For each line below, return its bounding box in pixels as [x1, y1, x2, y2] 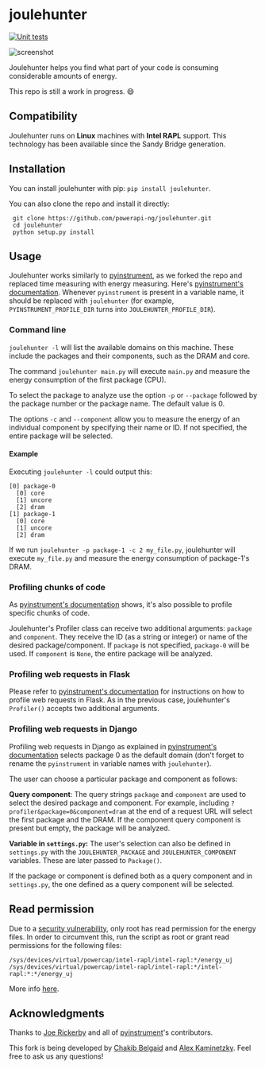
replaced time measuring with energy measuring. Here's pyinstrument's [9, 279, 244, 289]
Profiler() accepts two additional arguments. [9, 704, 159, 713]
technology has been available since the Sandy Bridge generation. [9, 139, 226, 149]
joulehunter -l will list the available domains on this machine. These [9, 342, 234, 352]
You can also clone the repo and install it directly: [9, 199, 170, 208]
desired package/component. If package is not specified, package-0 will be [9, 640, 250, 650]
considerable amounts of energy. [9, 71, 117, 80]
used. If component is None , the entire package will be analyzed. [9, 649, 213, 659]
